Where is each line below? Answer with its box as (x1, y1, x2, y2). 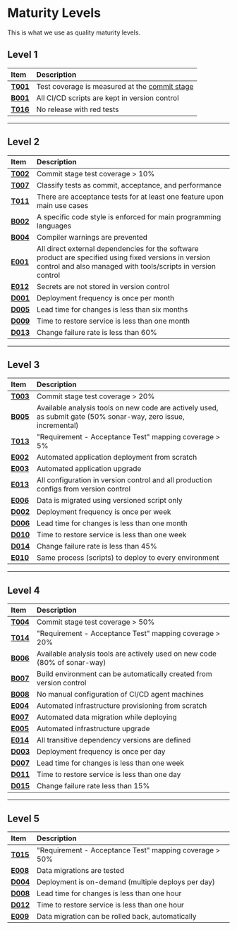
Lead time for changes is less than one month (36, 518, 188, 528)
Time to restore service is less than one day (36, 770, 181, 780)
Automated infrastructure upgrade (36, 724, 150, 734)
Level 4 (7, 584, 40, 596)
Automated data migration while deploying (36, 712, 177, 722)
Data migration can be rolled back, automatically (36, 912, 197, 921)
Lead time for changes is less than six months (36, 305, 188, 314)
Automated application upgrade (36, 464, 142, 474)
